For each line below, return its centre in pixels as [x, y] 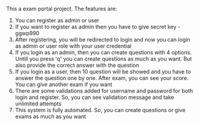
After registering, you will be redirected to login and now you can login [103, 39]
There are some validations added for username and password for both [104, 91]
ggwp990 [27, 33]
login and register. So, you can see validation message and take [94, 97]
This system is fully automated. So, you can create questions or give [100, 110]
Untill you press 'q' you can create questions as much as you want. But [103, 59]
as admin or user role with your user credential [73, 46]
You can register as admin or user [57, 20]
